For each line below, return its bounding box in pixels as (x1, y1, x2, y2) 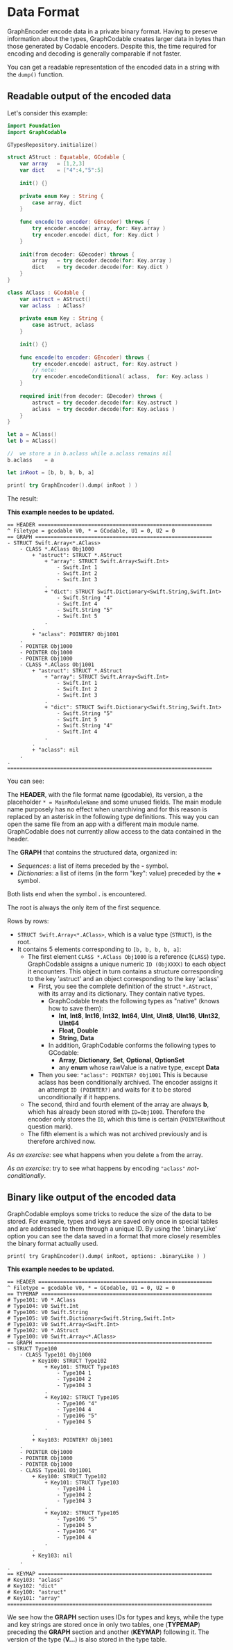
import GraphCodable (7, 129, 67, 136)
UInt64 (58, 1019, 80, 1027)
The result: (7, 494, 38, 503)
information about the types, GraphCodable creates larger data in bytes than (7, 34, 226, 42)
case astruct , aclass (32, 321, 95, 329)
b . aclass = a (7, 456, 54, 463)
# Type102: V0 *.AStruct (7, 1327, 79, 1334)
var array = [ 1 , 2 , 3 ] (19, 161, 85, 168)
